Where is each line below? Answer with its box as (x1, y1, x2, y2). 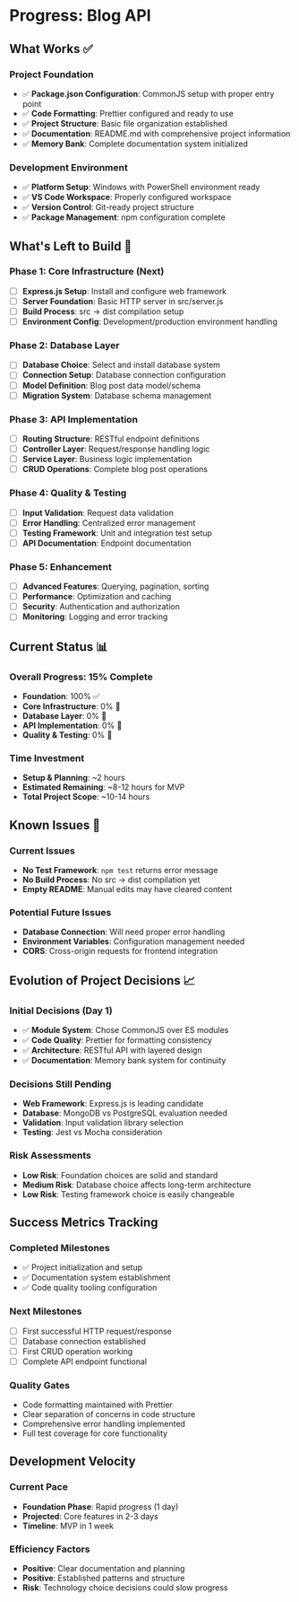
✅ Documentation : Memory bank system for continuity (21, 1055, 226, 1065)
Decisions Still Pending (9, 1078, 112, 1090)
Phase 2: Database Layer (9, 339, 120, 352)
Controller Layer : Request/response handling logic (21, 443, 210, 454)
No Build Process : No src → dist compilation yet (21, 874, 201, 885)
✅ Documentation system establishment (21, 1272, 171, 1283)
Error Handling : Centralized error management (21, 517, 196, 528)
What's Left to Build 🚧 (9, 239, 132, 254)
